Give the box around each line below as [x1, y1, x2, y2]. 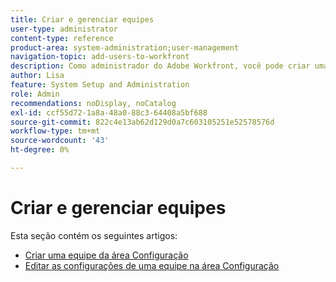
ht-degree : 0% [10, 145, 70, 155]
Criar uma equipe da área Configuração [24, 249, 189, 261]
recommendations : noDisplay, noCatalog [10, 98, 177, 108]
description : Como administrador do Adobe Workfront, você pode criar [10, 61, 311, 71]
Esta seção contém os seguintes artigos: [10, 229, 178, 241]
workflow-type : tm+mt [10, 126, 101, 136]
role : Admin [10, 89, 60, 99]
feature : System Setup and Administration [10, 80, 190, 90]
